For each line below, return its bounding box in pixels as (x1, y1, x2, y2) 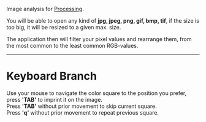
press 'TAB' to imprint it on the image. (6, 96, 103, 103)
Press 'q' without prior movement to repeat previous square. (6, 109, 159, 116)
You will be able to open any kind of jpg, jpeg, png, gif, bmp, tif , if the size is (6, 17, 199, 24)
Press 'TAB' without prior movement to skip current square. (6, 102, 158, 110)
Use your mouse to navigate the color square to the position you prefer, (6, 89, 187, 97)
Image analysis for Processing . (6, 6, 84, 12)
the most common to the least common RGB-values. (6, 42, 139, 49)
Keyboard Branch (6, 69, 97, 83)
